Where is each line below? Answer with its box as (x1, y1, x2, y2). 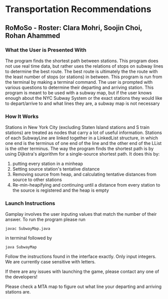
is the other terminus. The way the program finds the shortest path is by (5, 145, 154, 152)
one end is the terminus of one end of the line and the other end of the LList (5, 140, 162, 146)
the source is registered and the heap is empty (12, 187, 109, 194)
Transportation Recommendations (5, 4, 151, 15)
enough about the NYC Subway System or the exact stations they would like (5, 95, 162, 101)
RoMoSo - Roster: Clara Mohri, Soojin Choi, (5, 24, 142, 32)
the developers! (5, 274, 38, 280)
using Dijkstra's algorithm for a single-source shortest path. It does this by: (5, 151, 160, 157)
